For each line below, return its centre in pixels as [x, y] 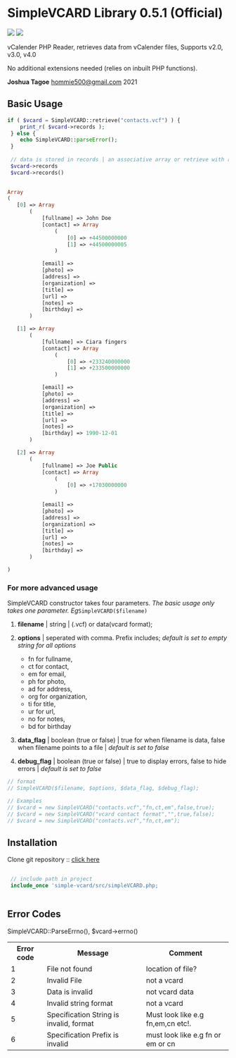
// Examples [25, 801]
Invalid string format [80, 1003]
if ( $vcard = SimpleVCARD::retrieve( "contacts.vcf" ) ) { [94, 120]
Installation [32, 843]
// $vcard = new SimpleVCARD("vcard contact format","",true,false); [111, 814]
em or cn [161, 1043]
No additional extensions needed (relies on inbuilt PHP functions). [103, 68]
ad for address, [50, 689]
